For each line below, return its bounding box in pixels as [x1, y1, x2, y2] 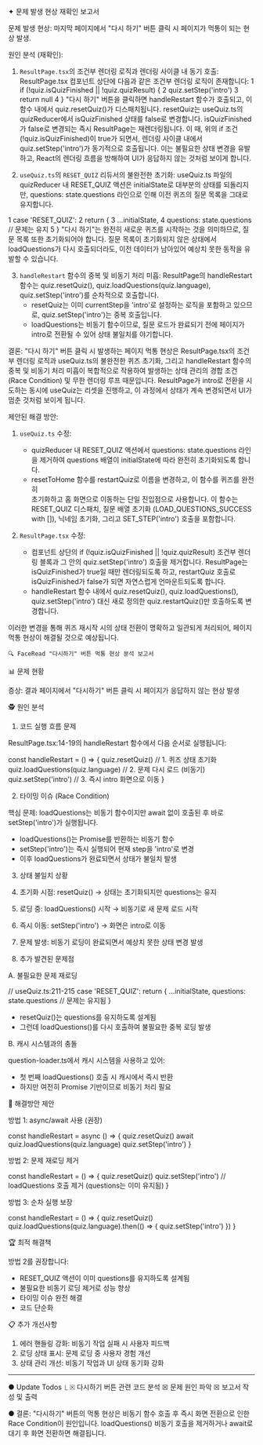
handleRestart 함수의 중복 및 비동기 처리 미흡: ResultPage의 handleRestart [19, 271, 253, 280]
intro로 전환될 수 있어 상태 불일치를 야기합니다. [31, 330, 174, 339]
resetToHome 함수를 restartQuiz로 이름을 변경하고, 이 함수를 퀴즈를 [31, 475, 240, 484]
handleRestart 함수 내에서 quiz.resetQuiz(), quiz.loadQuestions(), [31, 587, 239, 596]
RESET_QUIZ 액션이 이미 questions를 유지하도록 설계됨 [19, 1274, 190, 1283]
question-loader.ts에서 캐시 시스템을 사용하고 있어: [8, 1056, 166, 1065]
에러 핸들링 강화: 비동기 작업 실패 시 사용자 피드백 [19, 1339, 170, 1348]
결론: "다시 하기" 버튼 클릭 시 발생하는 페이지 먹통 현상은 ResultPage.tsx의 [8, 346, 236, 356]
